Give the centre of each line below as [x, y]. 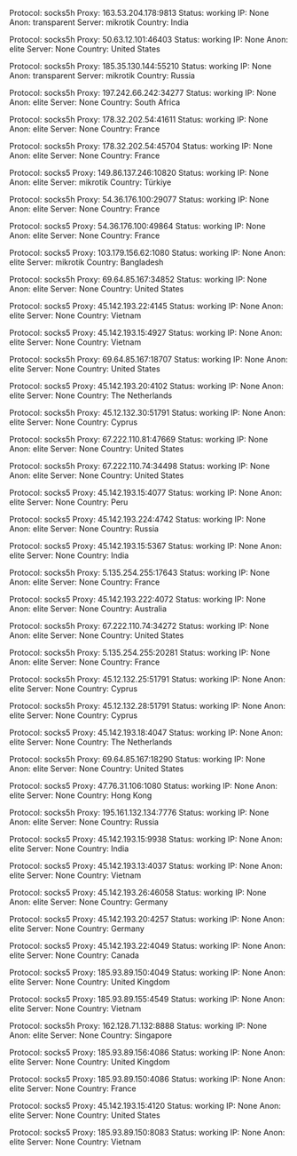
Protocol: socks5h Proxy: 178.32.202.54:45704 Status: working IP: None [141, 146]
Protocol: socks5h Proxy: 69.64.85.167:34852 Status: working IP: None [138, 279]
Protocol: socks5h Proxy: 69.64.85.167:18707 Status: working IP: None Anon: [148, 359]
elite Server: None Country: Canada [74, 955]
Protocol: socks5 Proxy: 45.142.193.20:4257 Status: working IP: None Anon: [147, 919]
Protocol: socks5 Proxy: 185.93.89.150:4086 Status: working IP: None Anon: [147, 1079]
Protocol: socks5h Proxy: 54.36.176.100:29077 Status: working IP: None [139, 199]
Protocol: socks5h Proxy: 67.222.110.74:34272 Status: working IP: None [139, 626]
